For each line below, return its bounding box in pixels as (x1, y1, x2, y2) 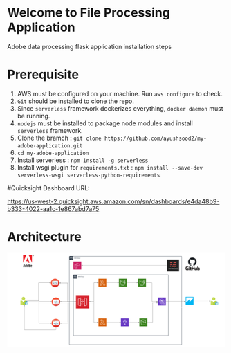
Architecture (7, 229, 82, 245)
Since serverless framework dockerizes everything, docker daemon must (17, 104, 223, 112)
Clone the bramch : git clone (17, 134, 102, 142)
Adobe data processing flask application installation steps (7, 42, 172, 51)
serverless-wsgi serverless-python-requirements (17, 172, 160, 179)
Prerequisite (7, 67, 80, 82)
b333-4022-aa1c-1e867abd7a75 (7, 204, 100, 212)
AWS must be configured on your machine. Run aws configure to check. (17, 89, 223, 98)
